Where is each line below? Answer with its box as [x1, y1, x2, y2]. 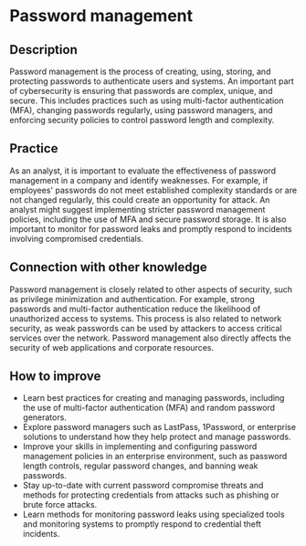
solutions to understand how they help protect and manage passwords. [22, 431, 291, 443]
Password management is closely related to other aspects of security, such [9, 284, 293, 295]
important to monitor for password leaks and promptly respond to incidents [9, 223, 292, 234]
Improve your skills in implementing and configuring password [22, 441, 258, 452]
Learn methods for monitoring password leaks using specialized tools [22, 509, 285, 520]
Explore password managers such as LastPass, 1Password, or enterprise [22, 422, 297, 433]
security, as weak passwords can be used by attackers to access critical [9, 322, 282, 333]
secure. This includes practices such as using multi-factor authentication [9, 95, 284, 106]
